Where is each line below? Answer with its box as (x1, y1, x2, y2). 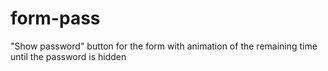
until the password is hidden (10, 50, 127, 62)
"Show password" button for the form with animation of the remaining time (10, 40, 318, 52)
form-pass (10, 7, 101, 30)
